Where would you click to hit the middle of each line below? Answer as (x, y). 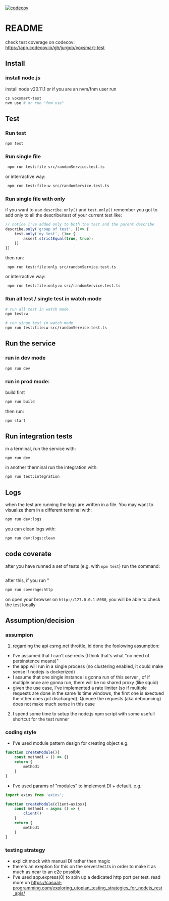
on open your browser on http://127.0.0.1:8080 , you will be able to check (83, 599)
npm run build (20, 401)
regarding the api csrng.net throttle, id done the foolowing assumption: (86, 646)
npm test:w (17, 314)
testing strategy (25, 850)
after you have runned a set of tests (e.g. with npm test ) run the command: (83, 566)
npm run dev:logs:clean (30, 538)
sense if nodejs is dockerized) (44, 672)
